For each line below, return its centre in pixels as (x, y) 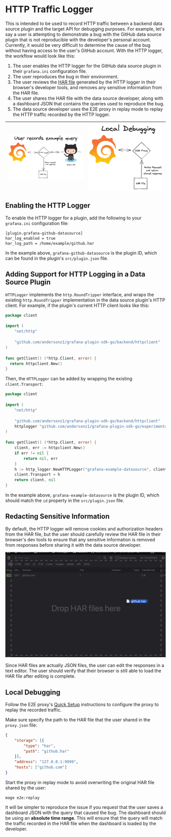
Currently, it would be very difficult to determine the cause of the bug (78, 45)
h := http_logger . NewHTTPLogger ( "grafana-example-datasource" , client (91, 469)
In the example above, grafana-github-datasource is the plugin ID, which (81, 253)
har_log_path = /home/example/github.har (50, 243)
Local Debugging (33, 692)
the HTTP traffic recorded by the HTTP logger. (61, 114)
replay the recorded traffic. (34, 710)
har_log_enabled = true (31, 238)
